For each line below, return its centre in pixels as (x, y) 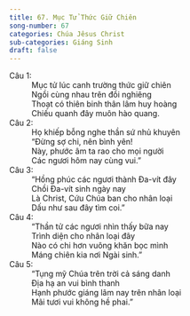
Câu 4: (21, 217)
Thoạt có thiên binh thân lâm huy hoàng (104, 104)
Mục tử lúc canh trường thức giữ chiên (101, 85)
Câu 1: (21, 75)
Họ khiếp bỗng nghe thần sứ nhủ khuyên (106, 132)
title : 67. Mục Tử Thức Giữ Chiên (73, 17)
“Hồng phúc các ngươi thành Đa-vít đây (104, 179)
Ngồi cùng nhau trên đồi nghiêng (92, 95)
